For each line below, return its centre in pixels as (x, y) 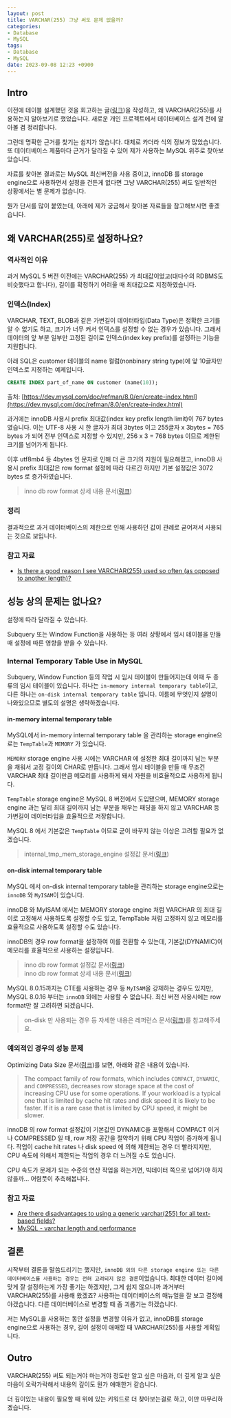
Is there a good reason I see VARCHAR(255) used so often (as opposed (118, 570)
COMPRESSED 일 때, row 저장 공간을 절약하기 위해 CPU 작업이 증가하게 (111, 1138)
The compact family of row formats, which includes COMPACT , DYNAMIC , (122, 1078)
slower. (34, 1115)
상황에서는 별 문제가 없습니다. (47, 191)
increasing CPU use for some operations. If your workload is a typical (122, 1093)
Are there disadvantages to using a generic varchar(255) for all (106, 1214)
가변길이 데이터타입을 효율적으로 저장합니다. (66, 816)
